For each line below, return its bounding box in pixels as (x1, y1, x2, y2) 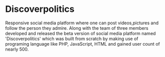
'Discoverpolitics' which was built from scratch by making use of (5, 36, 138, 42)
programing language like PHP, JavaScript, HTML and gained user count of (5, 41, 160, 47)
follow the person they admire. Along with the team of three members (5, 25, 148, 31)
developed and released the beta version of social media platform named (5, 30, 156, 36)
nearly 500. (5, 46, 29, 52)
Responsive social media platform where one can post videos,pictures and (5, 20, 159, 26)
